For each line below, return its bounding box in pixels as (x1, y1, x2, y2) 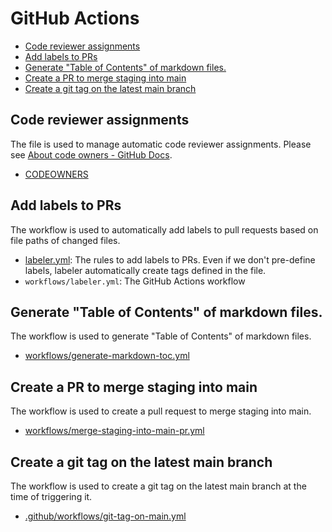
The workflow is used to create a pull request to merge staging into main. (10, 405, 312, 417)
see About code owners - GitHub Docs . (10, 148, 173, 161)
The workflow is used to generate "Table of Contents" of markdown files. (10, 330, 312, 342)
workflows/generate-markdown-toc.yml (24, 350, 190, 362)
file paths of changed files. (10, 234, 121, 246)
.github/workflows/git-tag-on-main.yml (24, 510, 187, 522)
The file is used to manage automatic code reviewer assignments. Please (10, 138, 312, 150)
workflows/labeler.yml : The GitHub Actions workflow (24, 275, 246, 287)
